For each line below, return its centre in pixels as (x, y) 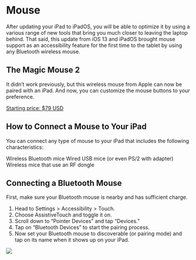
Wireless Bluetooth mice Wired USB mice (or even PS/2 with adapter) (90, 158)
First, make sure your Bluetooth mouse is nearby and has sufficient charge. (97, 197)
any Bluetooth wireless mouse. (43, 51)
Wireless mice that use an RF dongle (50, 165)
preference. (20, 96)
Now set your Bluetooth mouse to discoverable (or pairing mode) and (98, 234)
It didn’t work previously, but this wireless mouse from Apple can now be (94, 84)
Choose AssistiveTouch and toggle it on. (63, 215)
